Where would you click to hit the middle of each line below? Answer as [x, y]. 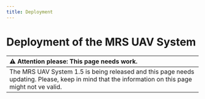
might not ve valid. [36, 87]
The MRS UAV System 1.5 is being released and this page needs [102, 72]
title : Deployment [30, 12]
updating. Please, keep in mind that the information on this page [101, 79]
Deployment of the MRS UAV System [101, 42]
